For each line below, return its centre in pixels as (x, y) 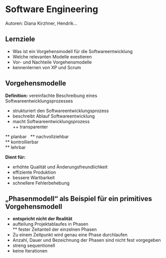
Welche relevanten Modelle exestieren (52, 57)
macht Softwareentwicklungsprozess (51, 121)
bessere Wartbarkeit (34, 177)
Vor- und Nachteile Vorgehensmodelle (52, 62)
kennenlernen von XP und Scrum (47, 67)
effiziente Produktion (34, 172)
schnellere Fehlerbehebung (41, 183)
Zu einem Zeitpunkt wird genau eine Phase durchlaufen (70, 235)
